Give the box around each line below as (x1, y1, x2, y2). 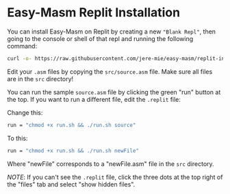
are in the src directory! (7, 74, 74, 83)
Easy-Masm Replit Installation (7, 5, 180, 20)
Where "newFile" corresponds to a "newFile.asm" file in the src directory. (7, 159, 214, 168)
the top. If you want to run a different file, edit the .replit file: (7, 95, 181, 103)
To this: (7, 134, 28, 142)
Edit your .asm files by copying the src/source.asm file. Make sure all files (7, 67, 213, 76)
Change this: (7, 108, 43, 117)
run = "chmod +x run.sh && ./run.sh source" (7, 122, 136, 128)
